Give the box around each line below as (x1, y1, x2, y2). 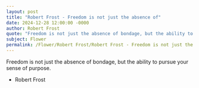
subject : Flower (6, 36, 46, 42)
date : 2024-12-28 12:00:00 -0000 (6, 20, 89, 26)
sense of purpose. (6, 64, 51, 71)
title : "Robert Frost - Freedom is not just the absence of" (6, 14, 161, 20)
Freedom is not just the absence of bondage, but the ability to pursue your (6, 58, 189, 65)
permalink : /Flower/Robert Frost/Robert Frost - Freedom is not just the (6, 42, 194, 48)
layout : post (6, 8, 39, 15)
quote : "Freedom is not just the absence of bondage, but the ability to (6, 31, 194, 37)
